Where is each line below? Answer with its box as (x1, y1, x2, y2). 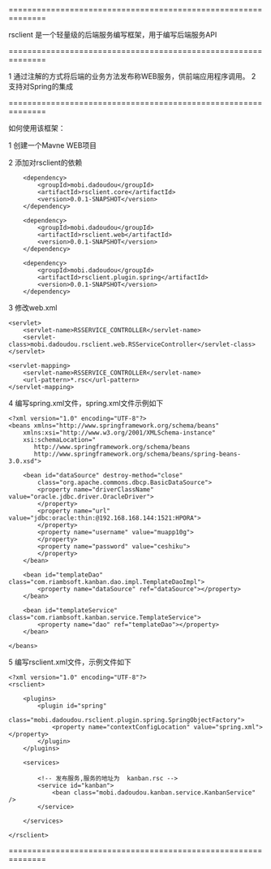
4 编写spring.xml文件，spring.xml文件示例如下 (8, 399, 164, 408)
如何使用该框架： (8, 123, 66, 132)
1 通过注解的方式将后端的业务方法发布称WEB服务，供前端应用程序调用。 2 (8, 71, 256, 81)
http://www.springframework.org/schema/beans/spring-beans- (33, 450, 242, 458)
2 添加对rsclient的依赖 (8, 158, 83, 167)
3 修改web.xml (8, 303, 58, 313)
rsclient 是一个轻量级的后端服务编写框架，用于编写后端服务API (8, 30, 217, 39)
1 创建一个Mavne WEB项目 (8, 141, 97, 150)
